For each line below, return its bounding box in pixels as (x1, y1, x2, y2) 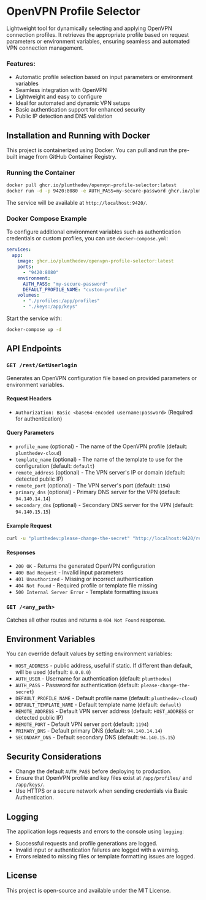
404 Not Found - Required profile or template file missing (15, 582, 158, 589)
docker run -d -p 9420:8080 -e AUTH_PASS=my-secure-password (6, 188, 166, 194)
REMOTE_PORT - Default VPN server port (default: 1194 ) (15, 720, 149, 728)
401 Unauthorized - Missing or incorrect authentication (15, 575, 153, 583)
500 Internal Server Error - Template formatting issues (15, 589, 158, 596)
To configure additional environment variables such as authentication (6, 228, 181, 235)
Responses (6, 549, 36, 556)
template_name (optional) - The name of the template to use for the (15, 456, 183, 463)
